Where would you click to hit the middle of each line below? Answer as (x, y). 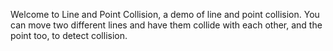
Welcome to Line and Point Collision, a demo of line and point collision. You (165, 14)
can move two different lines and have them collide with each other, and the (166, 25)
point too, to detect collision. (69, 35)
